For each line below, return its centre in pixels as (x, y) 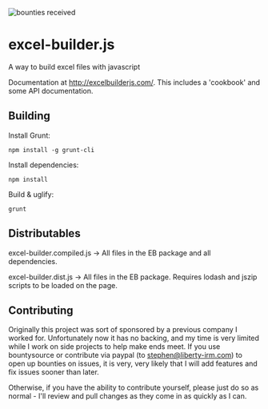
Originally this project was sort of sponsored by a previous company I (123, 330)
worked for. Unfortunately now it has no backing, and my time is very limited (134, 338)
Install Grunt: (29, 135)
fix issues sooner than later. (54, 372)
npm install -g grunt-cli (51, 150)
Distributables (45, 233)
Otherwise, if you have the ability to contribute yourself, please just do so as (134, 387)
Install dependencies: (44, 165)
